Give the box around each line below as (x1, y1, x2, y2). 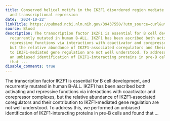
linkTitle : (5, 21, 28, 27)
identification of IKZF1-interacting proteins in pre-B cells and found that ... (5, 110, 159, 116)
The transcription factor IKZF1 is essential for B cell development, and (5, 78, 150, 84)
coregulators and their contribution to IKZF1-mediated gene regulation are (5, 99, 159, 105)
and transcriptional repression (10, 12, 78, 17)
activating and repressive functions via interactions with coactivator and (5, 89, 156, 95)
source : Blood (5, 26, 35, 31)
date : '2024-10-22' (5, 17, 47, 22)
